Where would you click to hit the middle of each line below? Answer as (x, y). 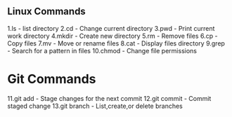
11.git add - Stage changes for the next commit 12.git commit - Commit (109, 98)
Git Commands (52, 79)
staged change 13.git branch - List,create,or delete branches (95, 106)
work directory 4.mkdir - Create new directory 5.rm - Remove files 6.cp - (112, 36)
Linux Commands (46, 12)
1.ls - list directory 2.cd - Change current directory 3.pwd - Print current (111, 28)
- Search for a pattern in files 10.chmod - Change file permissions (102, 50)
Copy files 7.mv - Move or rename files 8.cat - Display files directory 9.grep (116, 43)
